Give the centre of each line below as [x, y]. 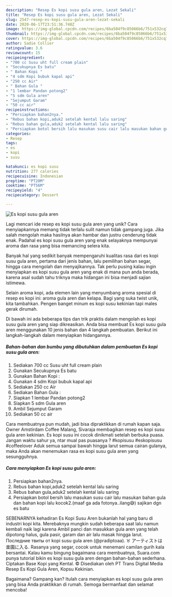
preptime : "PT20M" [25, 181]
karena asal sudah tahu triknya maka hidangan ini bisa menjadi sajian [78, 277]
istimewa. [16, 283]
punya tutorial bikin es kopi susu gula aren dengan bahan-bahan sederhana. [86, 558]
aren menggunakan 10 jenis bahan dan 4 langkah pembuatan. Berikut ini [82, 330]
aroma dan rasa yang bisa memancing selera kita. [58, 245]
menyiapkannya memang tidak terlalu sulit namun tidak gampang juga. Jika [85, 229]
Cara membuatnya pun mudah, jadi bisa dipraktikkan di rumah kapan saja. [83, 424]
